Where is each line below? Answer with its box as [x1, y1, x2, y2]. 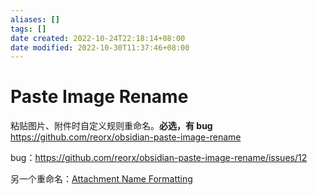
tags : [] [10, 24, 47, 34]
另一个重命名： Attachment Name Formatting [10, 173, 193, 185]
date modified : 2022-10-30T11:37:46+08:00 [10, 42, 190, 53]
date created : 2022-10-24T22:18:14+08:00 [10, 33, 186, 43]
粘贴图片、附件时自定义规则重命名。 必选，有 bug [10, 120, 213, 132]
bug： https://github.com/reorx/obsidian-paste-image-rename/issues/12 [10, 152, 308, 164]
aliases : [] [10, 14, 60, 25]
